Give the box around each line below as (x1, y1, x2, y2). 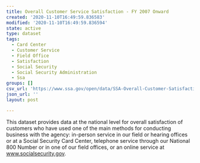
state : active (6, 25, 42, 31)
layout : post (6, 97, 39, 103)
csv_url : (6, 86, 28, 92)
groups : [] (6, 81, 33, 87)
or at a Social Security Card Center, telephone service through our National (6, 137, 190, 144)
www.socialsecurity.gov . (6, 149, 67, 157)
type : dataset (6, 31, 42, 37)
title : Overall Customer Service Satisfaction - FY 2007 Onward (6, 8, 169, 15)
